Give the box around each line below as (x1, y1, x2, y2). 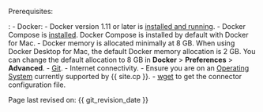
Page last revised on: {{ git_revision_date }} (8, 96, 148, 104)
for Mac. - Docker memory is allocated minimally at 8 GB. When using (8, 38, 235, 48)
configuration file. (8, 80, 66, 89)
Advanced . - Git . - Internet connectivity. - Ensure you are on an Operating (8, 63, 250, 73)
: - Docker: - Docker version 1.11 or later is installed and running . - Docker (8, 22, 246, 31)
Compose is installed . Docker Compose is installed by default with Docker (8, 31, 249, 39)
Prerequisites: (8, 7, 54, 16)
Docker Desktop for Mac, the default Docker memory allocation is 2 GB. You (8, 47, 256, 56)
